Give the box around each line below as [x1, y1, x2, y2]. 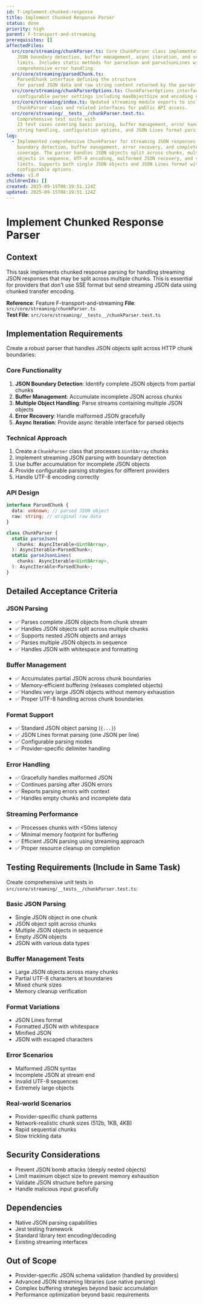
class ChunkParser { [6, 530, 59, 536]
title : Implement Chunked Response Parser [6, 15, 115, 21]
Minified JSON [14, 1030, 51, 1037]
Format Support [6, 710, 54, 719]
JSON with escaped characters [14, 1036, 93, 1043]
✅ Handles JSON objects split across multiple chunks [14, 625, 149, 632]
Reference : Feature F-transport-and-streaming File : [6, 299, 136, 307]
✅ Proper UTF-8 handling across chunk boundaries [14, 695, 143, 702]
